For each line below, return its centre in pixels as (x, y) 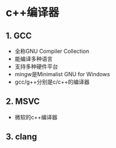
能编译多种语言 (33, 59)
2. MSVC (23, 102)
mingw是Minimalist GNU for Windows (62, 74)
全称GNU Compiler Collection (52, 51)
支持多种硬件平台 (36, 66)
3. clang (21, 137)
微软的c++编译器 (36, 117)
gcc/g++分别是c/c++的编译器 (52, 82)
